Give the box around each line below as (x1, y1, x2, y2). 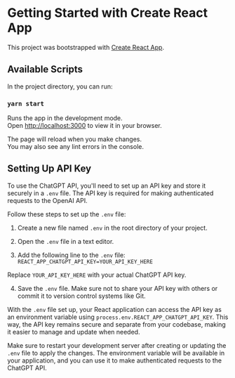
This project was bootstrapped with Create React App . (7, 43, 165, 51)
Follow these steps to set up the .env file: (7, 209, 126, 219)
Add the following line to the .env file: (17, 251, 126, 259)
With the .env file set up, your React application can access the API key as (7, 305, 222, 313)
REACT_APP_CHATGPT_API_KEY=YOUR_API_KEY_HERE (17, 258, 153, 265)
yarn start (7, 100, 44, 107)
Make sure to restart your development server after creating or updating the (7, 341, 227, 349)
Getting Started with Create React (7, 5, 208, 21)
